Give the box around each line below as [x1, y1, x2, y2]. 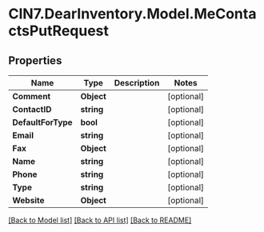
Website [12, 195, 45, 206]
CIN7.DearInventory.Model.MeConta [8, 5, 257, 23]
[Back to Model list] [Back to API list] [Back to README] [8, 215, 192, 225]
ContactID [12, 104, 52, 114]
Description [114, 78, 160, 88]
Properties [8, 54, 62, 67]
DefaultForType [12, 117, 74, 128]
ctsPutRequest [8, 22, 110, 40]
